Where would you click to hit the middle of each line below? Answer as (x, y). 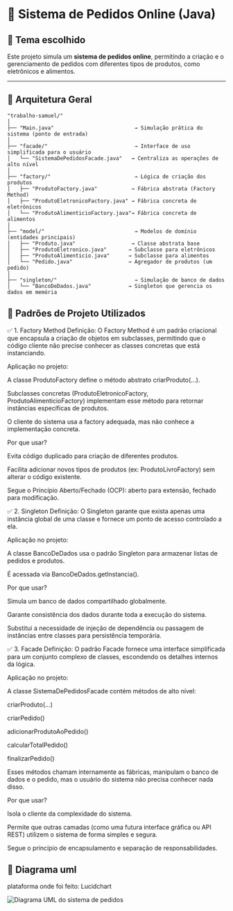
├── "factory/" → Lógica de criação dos (107, 177)
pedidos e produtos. (36, 561)
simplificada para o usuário (49, 152)
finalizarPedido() (31, 758)
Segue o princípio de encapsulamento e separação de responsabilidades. (112, 848)
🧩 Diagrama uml (42, 870)
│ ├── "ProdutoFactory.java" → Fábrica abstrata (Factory (111, 188)
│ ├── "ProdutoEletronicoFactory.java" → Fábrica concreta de (102, 201)
